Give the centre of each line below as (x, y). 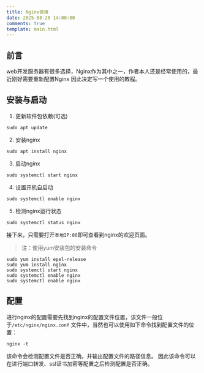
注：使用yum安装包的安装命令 (59, 247)
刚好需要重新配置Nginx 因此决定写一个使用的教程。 (76, 79)
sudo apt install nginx (37, 151)
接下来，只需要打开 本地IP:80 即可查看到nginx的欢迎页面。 (78, 235)
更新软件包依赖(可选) (42, 116)
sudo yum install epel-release (46, 259)
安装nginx (28, 140)
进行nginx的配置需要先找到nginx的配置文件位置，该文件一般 (82, 317)
